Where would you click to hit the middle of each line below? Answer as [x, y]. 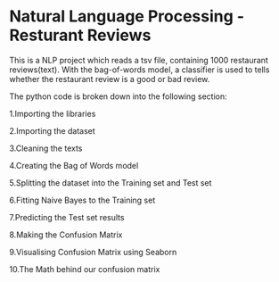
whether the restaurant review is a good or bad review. [110, 79]
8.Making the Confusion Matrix [66, 235]
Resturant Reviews [80, 35]
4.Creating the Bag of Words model [74, 165]
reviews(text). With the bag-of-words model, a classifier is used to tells [139, 70]
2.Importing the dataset [52, 130]
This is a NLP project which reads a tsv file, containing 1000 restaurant [139, 60]
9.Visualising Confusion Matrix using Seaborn [93, 252]
